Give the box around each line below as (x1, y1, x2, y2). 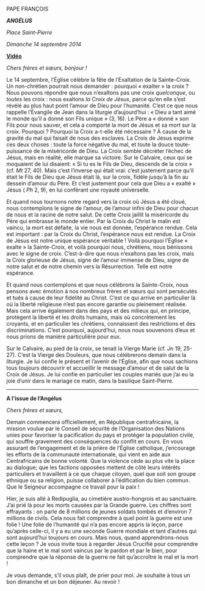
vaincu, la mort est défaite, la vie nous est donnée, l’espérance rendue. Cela (6, 224, 197, 231)
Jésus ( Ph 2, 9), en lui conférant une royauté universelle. (6, 186, 151, 193)
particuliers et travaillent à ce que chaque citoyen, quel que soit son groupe (6, 470, 196, 478)
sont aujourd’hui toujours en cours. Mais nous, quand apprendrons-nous (6, 534, 189, 541)
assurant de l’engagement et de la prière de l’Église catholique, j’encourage (6, 445, 195, 451)
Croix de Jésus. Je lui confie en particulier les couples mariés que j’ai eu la (6, 371, 194, 378)
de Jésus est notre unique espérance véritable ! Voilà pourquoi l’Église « (6, 237, 188, 244)
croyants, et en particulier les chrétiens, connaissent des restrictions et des (6, 320, 196, 327)
